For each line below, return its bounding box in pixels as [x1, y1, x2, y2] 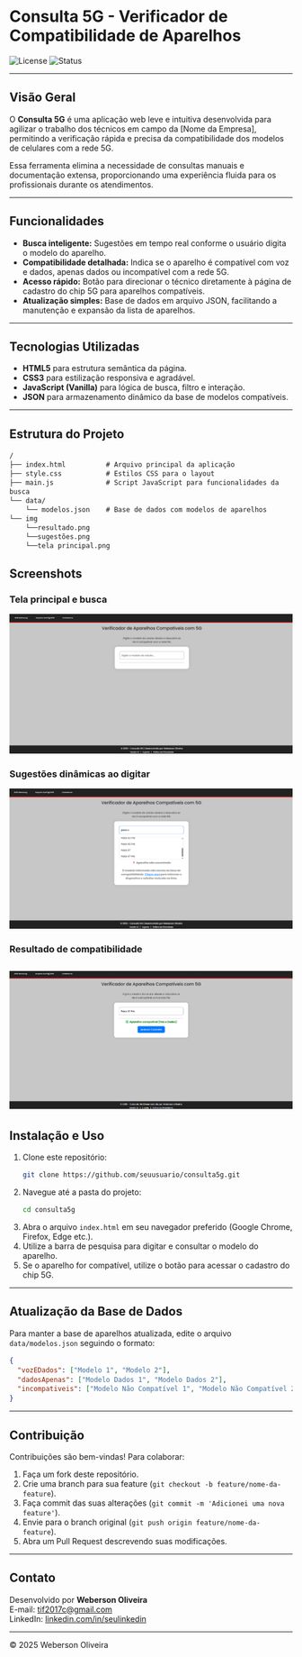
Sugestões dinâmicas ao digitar [9, 768, 151, 780]
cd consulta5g [22, 1206, 75, 1215]
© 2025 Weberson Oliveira [9, 1639, 109, 1650]
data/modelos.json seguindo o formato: [9, 1337, 155, 1348]
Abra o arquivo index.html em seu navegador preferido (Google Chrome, [22, 1222, 293, 1232]
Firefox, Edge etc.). [22, 1232, 93, 1242]
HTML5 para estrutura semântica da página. [22, 363, 187, 374]
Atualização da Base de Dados [9, 1304, 182, 1319]
